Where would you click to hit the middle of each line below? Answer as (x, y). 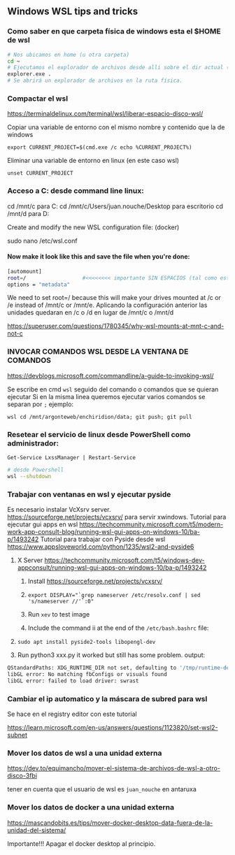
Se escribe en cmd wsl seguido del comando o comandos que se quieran (113, 389)
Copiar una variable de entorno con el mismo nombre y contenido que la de (116, 127)
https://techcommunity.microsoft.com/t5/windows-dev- (124, 560)
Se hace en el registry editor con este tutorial (72, 714)
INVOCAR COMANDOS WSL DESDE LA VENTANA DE (98, 352)
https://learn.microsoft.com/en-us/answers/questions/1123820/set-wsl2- (113, 728)
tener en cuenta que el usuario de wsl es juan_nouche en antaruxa (102, 789)
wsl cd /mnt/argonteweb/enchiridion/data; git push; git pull (100, 417)
